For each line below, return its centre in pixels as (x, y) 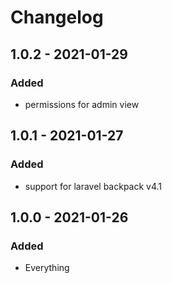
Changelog (57, 17)
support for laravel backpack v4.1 (93, 186)
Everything (47, 268)
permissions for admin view (82, 104)
